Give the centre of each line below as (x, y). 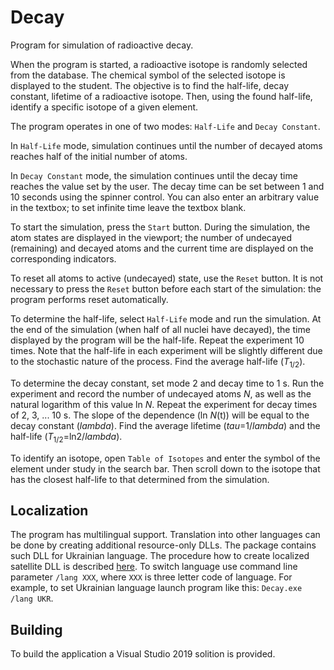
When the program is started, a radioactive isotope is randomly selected (159, 64)
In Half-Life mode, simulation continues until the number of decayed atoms (166, 145)
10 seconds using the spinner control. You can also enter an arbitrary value (165, 197)
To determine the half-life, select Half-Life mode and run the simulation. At (166, 318)
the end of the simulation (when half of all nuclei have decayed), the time (160, 329)
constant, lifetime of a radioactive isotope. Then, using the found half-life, (161, 96)
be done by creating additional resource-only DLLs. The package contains (163, 545)
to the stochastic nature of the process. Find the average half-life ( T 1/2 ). (158, 362)
